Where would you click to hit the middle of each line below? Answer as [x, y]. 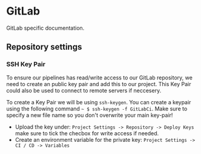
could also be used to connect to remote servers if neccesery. [84, 90]
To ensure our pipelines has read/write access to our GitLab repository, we [99, 78]
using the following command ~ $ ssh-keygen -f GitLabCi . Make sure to [97, 109]
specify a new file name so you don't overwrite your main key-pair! [90, 115]
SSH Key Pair [26, 64]
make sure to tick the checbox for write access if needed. [87, 133]
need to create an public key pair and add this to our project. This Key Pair [99, 84]
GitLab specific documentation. [45, 28]
